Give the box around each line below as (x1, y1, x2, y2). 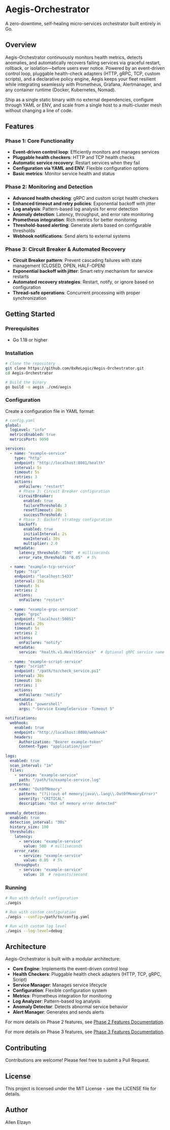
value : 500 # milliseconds (23, 844, 83, 849)
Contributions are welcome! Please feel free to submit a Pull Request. (5, 1057, 150, 1063)
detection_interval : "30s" (10, 820, 67, 825)
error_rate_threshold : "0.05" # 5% (18, 555, 96, 560)
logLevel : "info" (10, 427, 47, 433)
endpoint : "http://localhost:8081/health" (14, 460, 106, 465)
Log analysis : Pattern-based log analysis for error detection (12, 205, 139, 212)
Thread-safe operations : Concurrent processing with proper (12, 290, 141, 296)
